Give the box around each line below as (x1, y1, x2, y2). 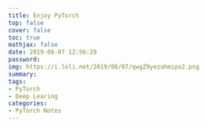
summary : (8, 70, 37, 78)
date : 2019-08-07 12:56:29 (8, 48, 97, 56)
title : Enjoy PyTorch (8, 11, 80, 20)
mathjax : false (8, 41, 58, 49)
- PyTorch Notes (8, 107, 62, 115)
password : (8, 56, 41, 64)
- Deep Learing (8, 92, 58, 100)
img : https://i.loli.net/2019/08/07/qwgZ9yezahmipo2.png (8, 63, 200, 71)
